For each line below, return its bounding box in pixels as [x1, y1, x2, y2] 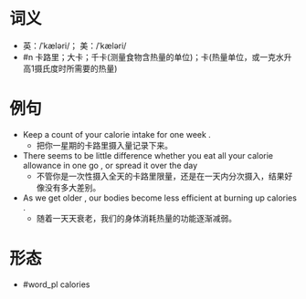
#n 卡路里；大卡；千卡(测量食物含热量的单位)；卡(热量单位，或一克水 [22, 51, 285, 62]
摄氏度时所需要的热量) [34, 63, 118, 74]
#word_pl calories [22, 279, 90, 290]
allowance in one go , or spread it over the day [22, 160, 198, 170]
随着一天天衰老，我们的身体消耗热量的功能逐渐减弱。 [36, 212, 237, 223]
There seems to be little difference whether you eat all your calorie [22, 149, 274, 160]
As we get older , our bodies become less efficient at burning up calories [22, 192, 297, 203]
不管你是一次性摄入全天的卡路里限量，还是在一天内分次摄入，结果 [36, 170, 285, 181]
